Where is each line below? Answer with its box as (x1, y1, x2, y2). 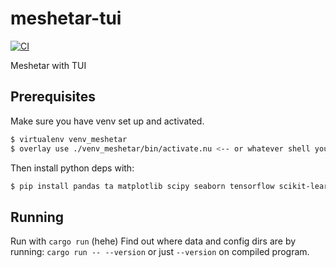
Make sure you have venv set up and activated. (10, 115, 205, 127)
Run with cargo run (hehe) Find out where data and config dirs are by (10, 235, 297, 247)
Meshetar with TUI (10, 59, 87, 71)
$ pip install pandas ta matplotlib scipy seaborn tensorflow (10, 181, 275, 191)
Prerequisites (10, 88, 96, 106)
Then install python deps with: (10, 162, 135, 174)
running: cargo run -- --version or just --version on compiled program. (10, 246, 310, 258)
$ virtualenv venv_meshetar (10, 134, 128, 144)
